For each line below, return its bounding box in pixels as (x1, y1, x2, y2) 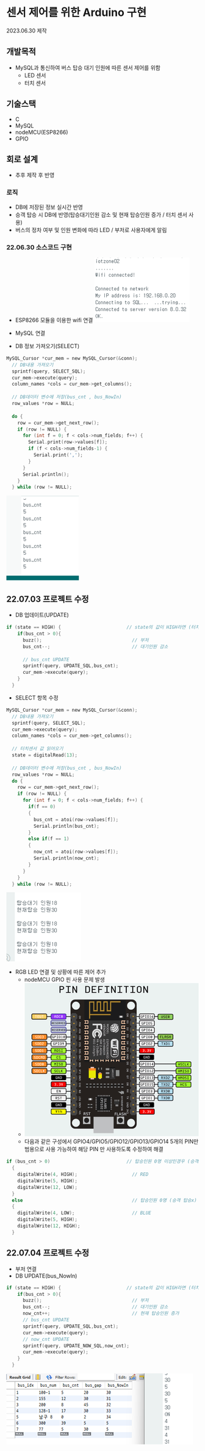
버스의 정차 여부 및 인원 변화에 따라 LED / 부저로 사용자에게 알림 (15, 226, 167, 233)
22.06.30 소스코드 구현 (6, 243, 72, 251)
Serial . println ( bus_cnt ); (33, 823, 99, 829)
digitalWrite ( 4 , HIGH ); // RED (17, 1171, 149, 1178)
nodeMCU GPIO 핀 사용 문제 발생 (24, 976, 105, 984)
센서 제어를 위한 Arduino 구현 (6, 5, 147, 20)
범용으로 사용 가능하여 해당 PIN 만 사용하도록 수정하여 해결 (24, 1146, 164, 1153)
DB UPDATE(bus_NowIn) (15, 1272, 77, 1279)
